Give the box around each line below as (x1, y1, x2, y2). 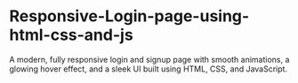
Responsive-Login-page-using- (9, 6, 250, 26)
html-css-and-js (9, 25, 133, 45)
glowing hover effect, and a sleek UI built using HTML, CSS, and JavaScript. (9, 64, 287, 74)
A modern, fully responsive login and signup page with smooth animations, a (9, 54, 290, 64)
